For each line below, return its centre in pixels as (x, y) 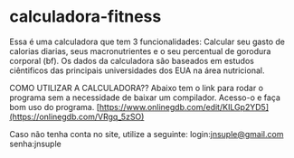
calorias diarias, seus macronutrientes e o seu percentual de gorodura (140, 51)
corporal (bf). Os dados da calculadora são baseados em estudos (132, 60)
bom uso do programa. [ (54, 107)
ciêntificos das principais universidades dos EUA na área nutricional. (137, 70)
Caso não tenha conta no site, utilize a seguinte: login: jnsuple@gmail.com (147, 134)
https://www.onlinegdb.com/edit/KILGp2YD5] (184, 107)
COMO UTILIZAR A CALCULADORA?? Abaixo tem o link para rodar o (137, 88)
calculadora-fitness (85, 17)
